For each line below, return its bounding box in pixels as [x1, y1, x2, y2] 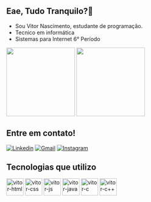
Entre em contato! [6, 128, 76, 139]
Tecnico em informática [15, 29, 75, 36]
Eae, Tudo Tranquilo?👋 [6, 6, 93, 16]
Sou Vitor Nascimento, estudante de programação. [15, 22, 143, 29]
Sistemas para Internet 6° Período [15, 35, 100, 43]
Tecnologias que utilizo [6, 162, 96, 173]
